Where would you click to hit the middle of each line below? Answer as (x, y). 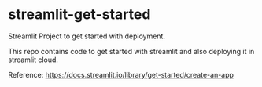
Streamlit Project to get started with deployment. (87, 36)
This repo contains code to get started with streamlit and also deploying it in (131, 51)
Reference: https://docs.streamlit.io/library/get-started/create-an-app (121, 74)
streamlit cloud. (33, 60)
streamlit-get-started (79, 14)
